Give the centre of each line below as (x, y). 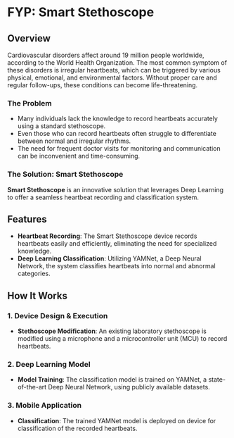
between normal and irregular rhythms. (74, 141)
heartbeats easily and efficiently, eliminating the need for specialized (117, 244)
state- (217, 380)
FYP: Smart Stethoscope (81, 12)
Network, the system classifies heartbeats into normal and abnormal (116, 266)
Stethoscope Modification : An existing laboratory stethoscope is (112, 331)
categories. (34, 274)
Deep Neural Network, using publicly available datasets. (129, 387)
